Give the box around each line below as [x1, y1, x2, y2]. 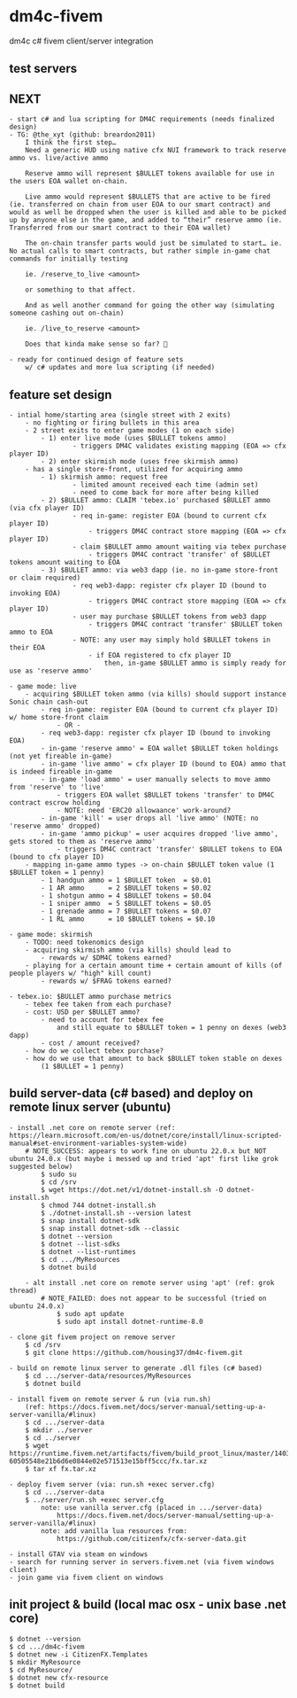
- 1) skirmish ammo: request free [41, 472, 168, 481]
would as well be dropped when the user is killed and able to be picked [9, 208, 287, 217]
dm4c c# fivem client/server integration [9, 35, 154, 46]
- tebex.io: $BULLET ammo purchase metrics [9, 992, 172, 1001]
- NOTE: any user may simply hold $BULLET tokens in [72, 635, 271, 644]
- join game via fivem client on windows [9, 1573, 164, 1582]
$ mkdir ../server [25, 1425, 93, 1435]
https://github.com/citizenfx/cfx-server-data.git [56, 1534, 247, 1543]
